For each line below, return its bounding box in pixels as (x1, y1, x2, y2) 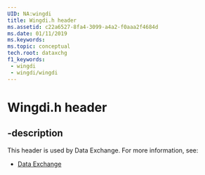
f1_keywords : (7, 56, 46, 63)
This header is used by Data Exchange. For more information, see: (7, 145, 199, 155)
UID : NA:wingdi (7, 10, 52, 18)
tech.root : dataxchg (7, 50, 68, 57)
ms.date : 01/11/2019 (7, 30, 68, 37)
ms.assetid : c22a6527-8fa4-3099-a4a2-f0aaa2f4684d (7, 23, 159, 30)
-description (7, 127, 63, 139)
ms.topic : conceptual (7, 43, 71, 50)
